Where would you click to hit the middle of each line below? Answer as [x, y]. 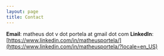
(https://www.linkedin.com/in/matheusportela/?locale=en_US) [82, 46]
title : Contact [25, 17]
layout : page [22, 11]
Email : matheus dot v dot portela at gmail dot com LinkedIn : [80, 34]
